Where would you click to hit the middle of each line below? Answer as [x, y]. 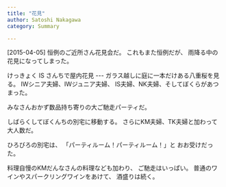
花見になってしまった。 [40, 61]
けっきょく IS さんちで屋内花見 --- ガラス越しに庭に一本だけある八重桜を [110, 75]
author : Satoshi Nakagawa [44, 20]
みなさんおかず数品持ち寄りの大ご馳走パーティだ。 [79, 108]
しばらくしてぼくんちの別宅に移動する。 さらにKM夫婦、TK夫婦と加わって [112, 122]
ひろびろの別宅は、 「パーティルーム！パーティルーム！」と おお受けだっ [110, 145]
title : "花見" [26, 13]
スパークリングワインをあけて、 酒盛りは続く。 [92, 177]
